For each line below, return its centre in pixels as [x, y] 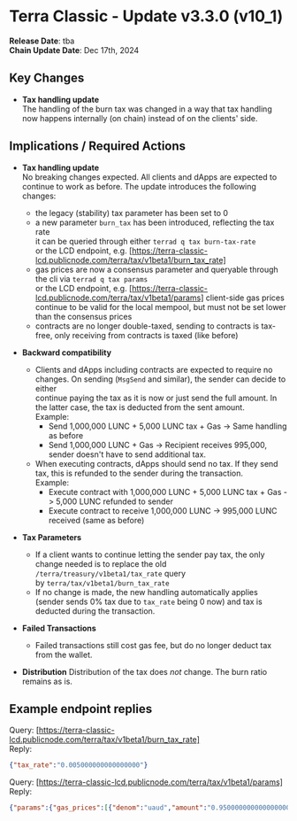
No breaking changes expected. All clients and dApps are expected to [149, 177]
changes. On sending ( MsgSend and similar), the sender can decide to [160, 379]
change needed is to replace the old [101, 563]
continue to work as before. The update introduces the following [139, 186]
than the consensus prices [84, 316]
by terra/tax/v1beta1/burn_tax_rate [102, 583]
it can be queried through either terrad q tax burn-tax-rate [145, 241]
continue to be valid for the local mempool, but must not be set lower [161, 306]
